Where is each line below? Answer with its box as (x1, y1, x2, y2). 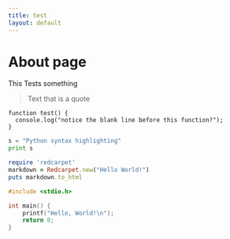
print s (8, 144, 34, 152)
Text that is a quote (27, 94, 91, 103)
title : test (8, 11, 47, 20)
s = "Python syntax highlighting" (8, 137, 122, 145)
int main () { (8, 202, 51, 210)
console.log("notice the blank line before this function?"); (15, 116, 224, 125)
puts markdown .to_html (8, 173, 83, 181)
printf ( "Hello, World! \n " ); (22, 209, 114, 217)
